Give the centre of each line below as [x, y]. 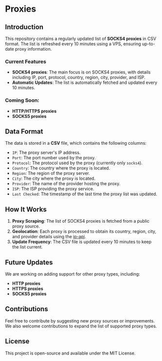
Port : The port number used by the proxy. [54, 158]
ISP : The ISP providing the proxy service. [53, 189]
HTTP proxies [26, 284]
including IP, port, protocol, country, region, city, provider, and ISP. [79, 77]
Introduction [24, 27]
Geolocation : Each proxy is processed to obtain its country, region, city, [84, 231]
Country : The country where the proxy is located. [61, 168]
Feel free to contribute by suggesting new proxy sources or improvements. [80, 321]
